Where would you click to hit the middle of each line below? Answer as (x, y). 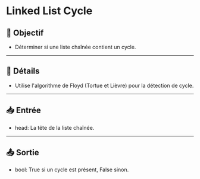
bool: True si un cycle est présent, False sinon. (72, 170)
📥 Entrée (24, 111)
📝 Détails (23, 71)
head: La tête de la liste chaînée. (54, 127)
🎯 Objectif (25, 33)
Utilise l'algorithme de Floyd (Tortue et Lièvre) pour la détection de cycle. (104, 85)
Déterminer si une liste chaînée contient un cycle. (75, 47)
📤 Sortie (23, 153)
